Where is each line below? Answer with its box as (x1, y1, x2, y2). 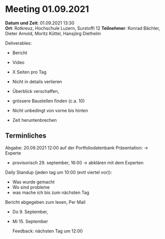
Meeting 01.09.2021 (5, 3, 89, 15)
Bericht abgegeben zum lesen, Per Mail (5, 199, 86, 205)
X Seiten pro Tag (12, 69, 47, 75)
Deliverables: (5, 40, 32, 46)
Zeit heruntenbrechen (12, 117, 57, 123)
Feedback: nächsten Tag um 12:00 (12, 228, 83, 234)
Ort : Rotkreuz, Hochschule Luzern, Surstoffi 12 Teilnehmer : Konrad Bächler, (5, 25, 160, 31)
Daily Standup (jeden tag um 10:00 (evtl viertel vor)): (5, 169, 112, 175)
